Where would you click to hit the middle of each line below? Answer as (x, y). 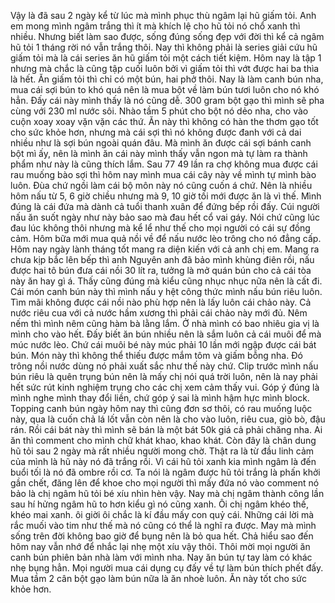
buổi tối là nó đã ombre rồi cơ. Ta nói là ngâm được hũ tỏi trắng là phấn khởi (165, 472)
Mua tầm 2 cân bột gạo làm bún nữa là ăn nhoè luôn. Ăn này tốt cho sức (158, 578)
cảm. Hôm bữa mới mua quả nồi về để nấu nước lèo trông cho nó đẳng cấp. (166, 238)
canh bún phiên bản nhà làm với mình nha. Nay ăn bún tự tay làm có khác (161, 557)
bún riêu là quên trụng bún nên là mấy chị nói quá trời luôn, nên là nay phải (164, 376)
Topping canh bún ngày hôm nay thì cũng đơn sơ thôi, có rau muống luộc (161, 408)
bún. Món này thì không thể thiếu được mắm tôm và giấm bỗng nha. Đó (156, 355)
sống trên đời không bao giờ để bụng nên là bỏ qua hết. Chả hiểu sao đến (162, 536)
